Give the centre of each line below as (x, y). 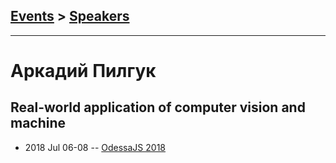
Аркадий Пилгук (83, 71)
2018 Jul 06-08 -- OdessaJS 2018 (95, 147)
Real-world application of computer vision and (158, 107)
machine (38, 123)
